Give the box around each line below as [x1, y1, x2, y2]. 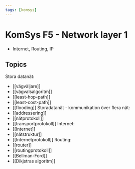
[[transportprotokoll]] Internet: [12, 121, 75, 127]
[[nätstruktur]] [12, 131, 42, 137]
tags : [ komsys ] [5, 7, 37, 13]
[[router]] [12, 142, 32, 148]
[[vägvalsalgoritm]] [12, 89, 52, 95]
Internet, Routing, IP [12, 46, 54, 52]
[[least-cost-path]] [12, 99, 51, 106]
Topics [5, 60, 27, 68]
